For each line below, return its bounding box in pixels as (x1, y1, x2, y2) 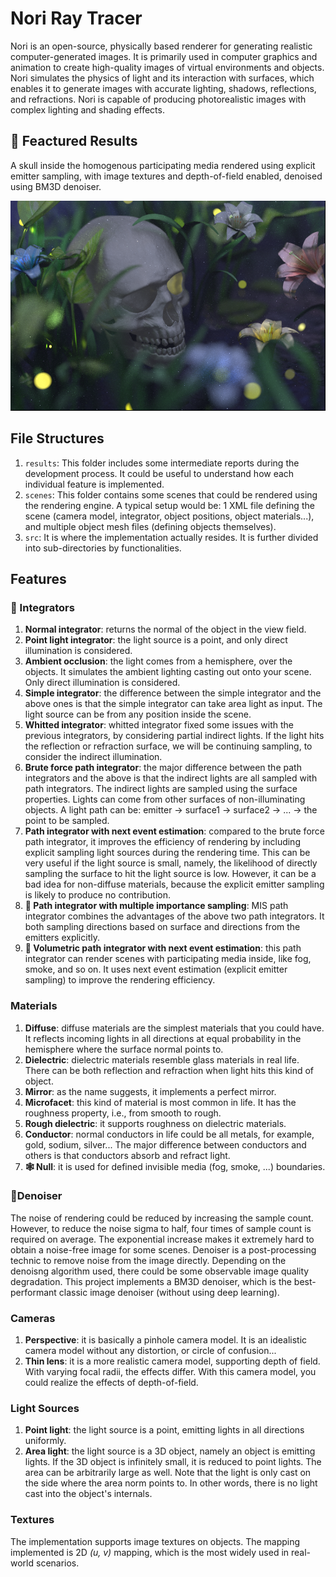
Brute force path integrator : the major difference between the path (24, 762, 302, 774)
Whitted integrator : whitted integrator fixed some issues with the (24, 719, 295, 731)
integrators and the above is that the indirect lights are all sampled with (24, 772, 318, 784)
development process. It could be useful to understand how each (24, 467, 295, 479)
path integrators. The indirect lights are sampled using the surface (24, 783, 298, 795)
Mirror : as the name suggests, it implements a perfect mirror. (24, 1085, 277, 1097)
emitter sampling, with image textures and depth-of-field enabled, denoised (10, 170, 323, 182)
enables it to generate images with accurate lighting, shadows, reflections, (10, 82, 317, 94)
